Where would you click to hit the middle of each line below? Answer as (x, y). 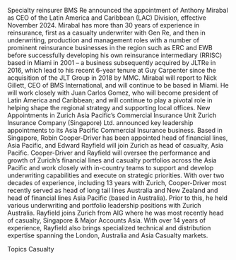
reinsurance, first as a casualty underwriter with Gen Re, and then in (107, 32)
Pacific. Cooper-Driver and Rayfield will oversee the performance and (109, 153)
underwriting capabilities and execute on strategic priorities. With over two (116, 175)
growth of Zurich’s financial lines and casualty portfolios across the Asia (112, 160)
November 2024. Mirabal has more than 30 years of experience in (104, 25)
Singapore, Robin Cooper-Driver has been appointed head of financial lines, (118, 138)
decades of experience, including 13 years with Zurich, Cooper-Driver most (117, 183)
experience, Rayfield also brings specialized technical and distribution (109, 228)
